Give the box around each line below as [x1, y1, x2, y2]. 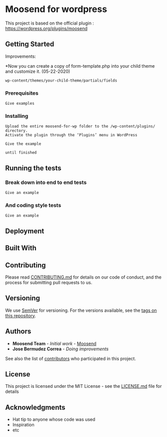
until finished [5, 150, 37, 155]
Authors [5, 327, 31, 336]
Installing [5, 112, 28, 119]
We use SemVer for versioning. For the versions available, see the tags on [5, 307, 157, 313]
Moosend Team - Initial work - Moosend [12, 340, 96, 346]
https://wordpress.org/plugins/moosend [5, 25, 87, 31]
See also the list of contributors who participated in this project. [5, 355, 136, 361]
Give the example [5, 141, 41, 146]
